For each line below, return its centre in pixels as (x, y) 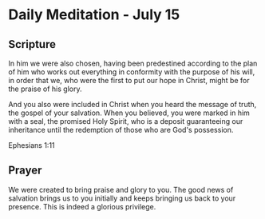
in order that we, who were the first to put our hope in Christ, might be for (129, 80)
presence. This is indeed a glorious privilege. (82, 206)
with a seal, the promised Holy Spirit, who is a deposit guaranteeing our (126, 121)
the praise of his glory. (45, 89)
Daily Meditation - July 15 (94, 15)
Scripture (32, 44)
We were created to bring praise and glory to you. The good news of (121, 189)
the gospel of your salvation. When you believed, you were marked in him (129, 113)
